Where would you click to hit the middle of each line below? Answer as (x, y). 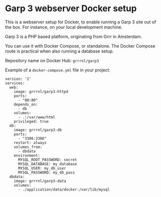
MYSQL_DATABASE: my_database (47, 164)
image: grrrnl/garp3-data (40, 181)
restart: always (30, 143)
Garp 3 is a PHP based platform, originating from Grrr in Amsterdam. (74, 36)
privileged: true (31, 121)
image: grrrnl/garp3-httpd (41, 91)
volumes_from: (28, 147)
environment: (27, 155)
